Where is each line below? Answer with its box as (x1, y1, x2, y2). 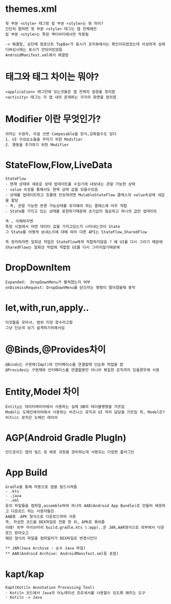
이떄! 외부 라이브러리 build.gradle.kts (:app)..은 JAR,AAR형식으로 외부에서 (5, 525, 155, 530)
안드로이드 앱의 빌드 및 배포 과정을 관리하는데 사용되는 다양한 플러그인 (5, 450, 134, 455)
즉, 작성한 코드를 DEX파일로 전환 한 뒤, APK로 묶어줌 (5, 520, 105, 525)
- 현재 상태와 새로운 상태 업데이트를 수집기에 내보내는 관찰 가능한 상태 (5, 181, 135, 187)
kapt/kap (5, 568, 44, 580)
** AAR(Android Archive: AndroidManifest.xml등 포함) (5, 551, 119, 556)
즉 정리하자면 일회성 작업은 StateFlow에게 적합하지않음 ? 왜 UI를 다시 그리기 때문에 (5, 239, 163, 244)
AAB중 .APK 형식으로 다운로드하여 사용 (5, 514, 76, 519)
